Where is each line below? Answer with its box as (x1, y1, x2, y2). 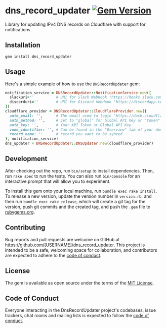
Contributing (5, 223, 45, 232)
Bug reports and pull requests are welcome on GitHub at (5, 236, 120, 242)
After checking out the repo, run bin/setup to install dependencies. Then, (5, 167, 154, 173)
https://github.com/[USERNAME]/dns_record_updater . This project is (5, 242, 145, 248)
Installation (5, 41, 41, 50)
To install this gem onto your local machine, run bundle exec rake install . (5, 188, 157, 194)
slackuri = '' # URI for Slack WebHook (9, 95, 107, 100)
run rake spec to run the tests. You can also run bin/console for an (5, 173, 140, 179)
